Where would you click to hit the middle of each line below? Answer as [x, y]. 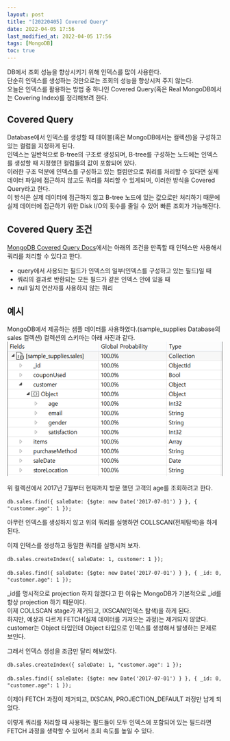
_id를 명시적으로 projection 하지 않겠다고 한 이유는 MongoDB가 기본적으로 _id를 [114, 593]
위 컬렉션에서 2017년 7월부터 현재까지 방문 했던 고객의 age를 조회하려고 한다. [110, 488]
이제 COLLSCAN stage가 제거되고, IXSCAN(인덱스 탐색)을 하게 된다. [99, 611]
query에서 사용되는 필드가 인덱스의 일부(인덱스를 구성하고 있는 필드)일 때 [114, 271]
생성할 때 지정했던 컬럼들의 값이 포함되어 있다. [75, 163]
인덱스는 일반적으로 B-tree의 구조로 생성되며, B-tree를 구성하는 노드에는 [103, 154]
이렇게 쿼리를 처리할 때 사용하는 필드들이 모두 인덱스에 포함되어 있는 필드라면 [110, 722]
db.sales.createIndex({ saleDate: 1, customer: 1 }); [86, 559]
